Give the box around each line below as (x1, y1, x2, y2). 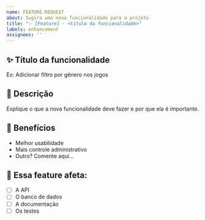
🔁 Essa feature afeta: (6, 170, 88, 180)
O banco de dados (15, 193, 62, 200)
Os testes (15, 207, 40, 214)
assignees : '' (6, 32, 43, 38)
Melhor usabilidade (15, 139, 64, 146)
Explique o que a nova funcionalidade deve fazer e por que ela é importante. (6, 105, 199, 112)
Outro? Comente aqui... (15, 152, 74, 160)
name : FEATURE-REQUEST (6, 9, 64, 15)
